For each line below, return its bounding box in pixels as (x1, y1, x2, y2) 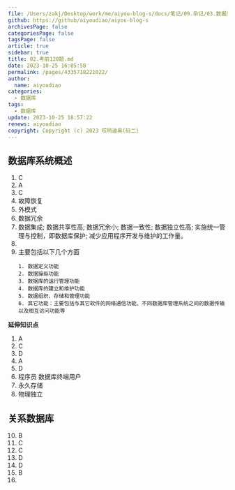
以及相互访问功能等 (17, 308, 66, 315)
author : (8, 75, 31, 82)
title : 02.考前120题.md (8, 56, 74, 63)
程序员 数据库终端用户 (17, 373, 82, 381)
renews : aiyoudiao (8, 120, 61, 128)
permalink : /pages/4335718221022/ (8, 68, 109, 75)
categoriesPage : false (8, 29, 74, 37)
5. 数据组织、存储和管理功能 (17, 292, 90, 300)
